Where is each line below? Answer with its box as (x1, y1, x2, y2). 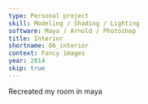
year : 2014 (8, 57, 46, 65)
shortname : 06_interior (8, 42, 89, 50)
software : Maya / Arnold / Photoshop (8, 27, 137, 35)
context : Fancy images (8, 49, 85, 57)
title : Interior (8, 34, 63, 43)
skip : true (8, 64, 46, 73)
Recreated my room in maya (8, 86, 103, 96)
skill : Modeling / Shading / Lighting (8, 19, 140, 27)
